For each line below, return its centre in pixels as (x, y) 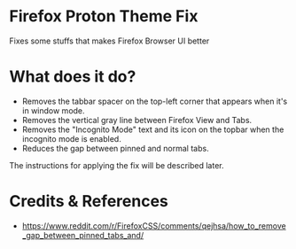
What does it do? (73, 77)
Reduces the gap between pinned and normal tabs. (116, 148)
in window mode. (54, 110)
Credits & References (89, 202)
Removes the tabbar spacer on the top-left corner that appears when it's (155, 101)
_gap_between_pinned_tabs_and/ (83, 235)
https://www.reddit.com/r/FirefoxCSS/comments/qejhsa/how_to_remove (154, 226)
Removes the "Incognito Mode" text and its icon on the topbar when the (153, 129)
